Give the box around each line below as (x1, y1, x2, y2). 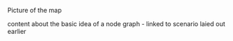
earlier (7, 28, 26, 35)
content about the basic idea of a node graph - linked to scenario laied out (7, 20, 226, 28)
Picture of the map (7, 6, 62, 14)
